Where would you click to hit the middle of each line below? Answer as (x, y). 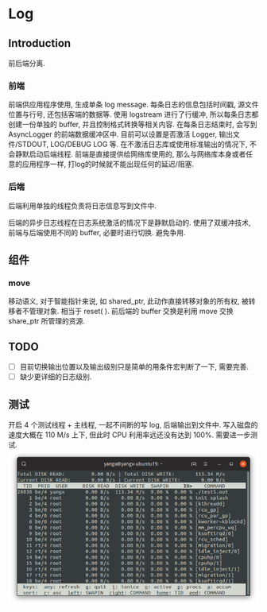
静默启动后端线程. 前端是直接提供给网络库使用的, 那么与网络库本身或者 (130, 154)
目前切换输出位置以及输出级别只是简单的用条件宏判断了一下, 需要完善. (134, 367)
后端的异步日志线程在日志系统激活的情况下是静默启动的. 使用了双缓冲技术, (130, 223)
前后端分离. (27, 63)
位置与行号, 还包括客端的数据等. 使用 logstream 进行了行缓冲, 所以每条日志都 (133, 114)
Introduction (40, 43)
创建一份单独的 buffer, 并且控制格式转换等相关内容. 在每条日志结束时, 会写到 (133, 125)
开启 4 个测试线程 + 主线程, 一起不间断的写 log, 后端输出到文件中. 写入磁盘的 (133, 425)
